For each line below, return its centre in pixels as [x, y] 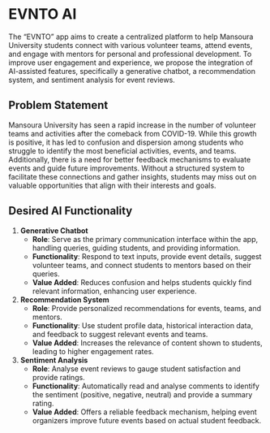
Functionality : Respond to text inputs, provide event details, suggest [147, 256]
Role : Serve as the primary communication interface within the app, [145, 239]
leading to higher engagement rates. [93, 351]
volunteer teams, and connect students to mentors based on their [141, 265]
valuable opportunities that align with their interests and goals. [112, 185]
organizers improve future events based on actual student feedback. [147, 420]
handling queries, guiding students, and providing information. [136, 248]
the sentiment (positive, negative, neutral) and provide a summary [142, 394]
